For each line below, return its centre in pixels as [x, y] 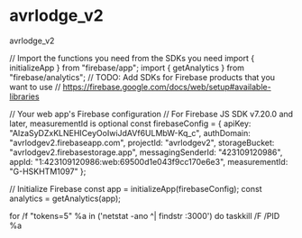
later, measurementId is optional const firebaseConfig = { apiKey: [130, 124]
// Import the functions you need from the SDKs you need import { [132, 58]
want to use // [35, 87]
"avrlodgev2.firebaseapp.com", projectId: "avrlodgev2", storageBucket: [142, 142]
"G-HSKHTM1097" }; [48, 171]
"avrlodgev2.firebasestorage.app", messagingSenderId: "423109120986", [146, 152]
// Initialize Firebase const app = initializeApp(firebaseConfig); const [136, 188]
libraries [24, 96]
